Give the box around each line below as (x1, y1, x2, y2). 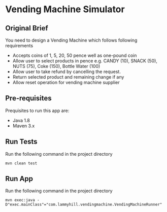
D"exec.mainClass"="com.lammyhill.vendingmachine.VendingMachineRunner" (5, 202, 162, 207)
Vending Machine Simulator (5, 4, 125, 15)
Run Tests (5, 137, 38, 146)
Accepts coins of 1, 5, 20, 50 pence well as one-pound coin (12, 52, 137, 58)
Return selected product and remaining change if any (12, 74, 124, 80)
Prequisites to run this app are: (5, 108, 70, 114)
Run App (5, 174, 34, 183)
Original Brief (5, 24, 48, 32)
